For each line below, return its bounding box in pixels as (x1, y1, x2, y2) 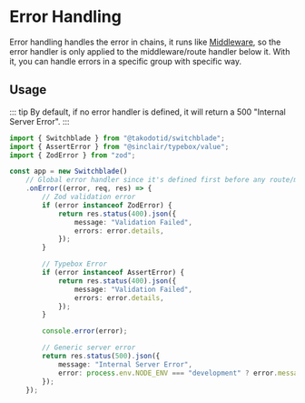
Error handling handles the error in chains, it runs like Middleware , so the (9, 36, 281, 47)
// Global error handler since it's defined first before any (25, 176, 266, 185)
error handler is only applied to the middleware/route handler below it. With (9, 45, 290, 56)
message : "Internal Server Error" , (57, 359, 193, 369)
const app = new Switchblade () (9, 166, 128, 176)
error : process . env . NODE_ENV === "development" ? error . (57, 368, 279, 378)
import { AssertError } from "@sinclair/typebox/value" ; (9, 142, 230, 151)
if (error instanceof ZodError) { (42, 200, 172, 210)
